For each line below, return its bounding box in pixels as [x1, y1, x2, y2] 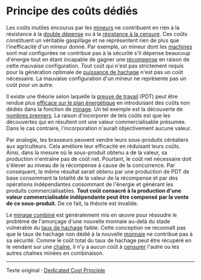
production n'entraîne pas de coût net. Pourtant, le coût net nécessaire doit [6, 155, 192, 162]
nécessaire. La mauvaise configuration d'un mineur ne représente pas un [6, 75, 187, 82]
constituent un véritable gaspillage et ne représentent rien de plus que [6, 36, 179, 44]
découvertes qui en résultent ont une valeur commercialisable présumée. [6, 118, 187, 125]
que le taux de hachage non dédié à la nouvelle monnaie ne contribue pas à [6, 230, 193, 238]
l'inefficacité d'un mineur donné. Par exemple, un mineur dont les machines [6, 43, 193, 50]
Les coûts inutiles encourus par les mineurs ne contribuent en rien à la [6, 24, 180, 31]
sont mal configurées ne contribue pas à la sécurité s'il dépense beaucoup [6, 49, 191, 56]
